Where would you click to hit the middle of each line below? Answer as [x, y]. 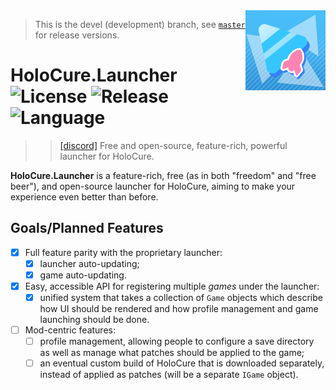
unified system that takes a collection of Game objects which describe [181, 297]
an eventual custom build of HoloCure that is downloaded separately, [182, 363]
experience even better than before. [84, 196]
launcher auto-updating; [89, 263]
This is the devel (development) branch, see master [140, 24]
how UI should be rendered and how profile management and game [179, 309]
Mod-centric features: [70, 330]
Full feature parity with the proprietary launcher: [123, 252]
